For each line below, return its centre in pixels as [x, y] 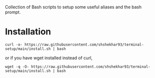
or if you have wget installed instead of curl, [49, 58]
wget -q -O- [17, 67]
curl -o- [14, 45]
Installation [28, 32]
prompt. [13, 12]
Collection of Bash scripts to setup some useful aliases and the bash [73, 7]
